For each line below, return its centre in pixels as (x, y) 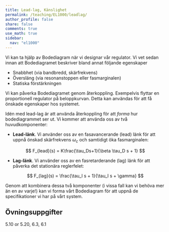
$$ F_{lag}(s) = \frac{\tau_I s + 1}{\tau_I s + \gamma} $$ (85, 176)
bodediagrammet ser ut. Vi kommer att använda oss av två (66, 119)
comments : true (21, 29)
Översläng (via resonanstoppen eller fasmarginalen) (67, 78)
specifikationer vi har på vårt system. (44, 196)
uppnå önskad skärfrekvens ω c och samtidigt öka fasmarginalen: (80, 140)
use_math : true (21, 33)
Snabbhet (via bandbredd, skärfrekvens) (55, 72)
